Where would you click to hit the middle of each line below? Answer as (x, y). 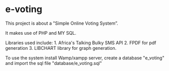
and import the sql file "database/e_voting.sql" (54, 63)
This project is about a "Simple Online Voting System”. (62, 23)
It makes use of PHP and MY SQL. (41, 33)
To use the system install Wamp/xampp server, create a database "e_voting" (85, 58)
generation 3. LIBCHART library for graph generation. (61, 48)
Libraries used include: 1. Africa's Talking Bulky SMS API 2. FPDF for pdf (81, 43)
